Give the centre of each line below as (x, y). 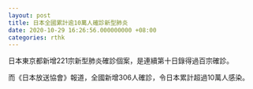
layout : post (30, 15)
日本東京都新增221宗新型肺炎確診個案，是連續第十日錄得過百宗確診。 (121, 61)
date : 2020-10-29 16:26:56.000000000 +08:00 (82, 30)
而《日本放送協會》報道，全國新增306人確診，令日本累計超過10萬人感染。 (129, 78)
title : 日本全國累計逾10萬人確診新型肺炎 (68, 23)
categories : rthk (37, 37)
